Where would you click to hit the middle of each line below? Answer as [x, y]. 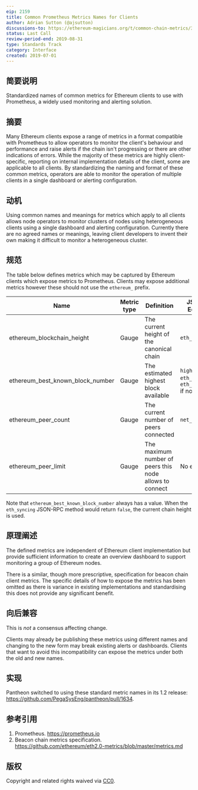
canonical [158, 349]
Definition [159, 305]
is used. [16, 515]
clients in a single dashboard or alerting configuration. [72, 180]
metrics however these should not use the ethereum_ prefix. [78, 287]
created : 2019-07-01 [32, 56]
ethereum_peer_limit [37, 466]
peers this [159, 466]
